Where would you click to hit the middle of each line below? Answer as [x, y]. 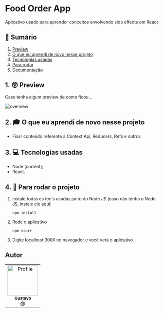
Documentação [27, 70]
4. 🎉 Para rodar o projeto [42, 187]
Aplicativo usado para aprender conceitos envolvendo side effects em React [81, 22]
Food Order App [38, 9]
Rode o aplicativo [29, 222]
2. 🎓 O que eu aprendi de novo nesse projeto [75, 122]
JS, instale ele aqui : [32, 204]
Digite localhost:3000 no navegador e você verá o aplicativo [72, 240]
